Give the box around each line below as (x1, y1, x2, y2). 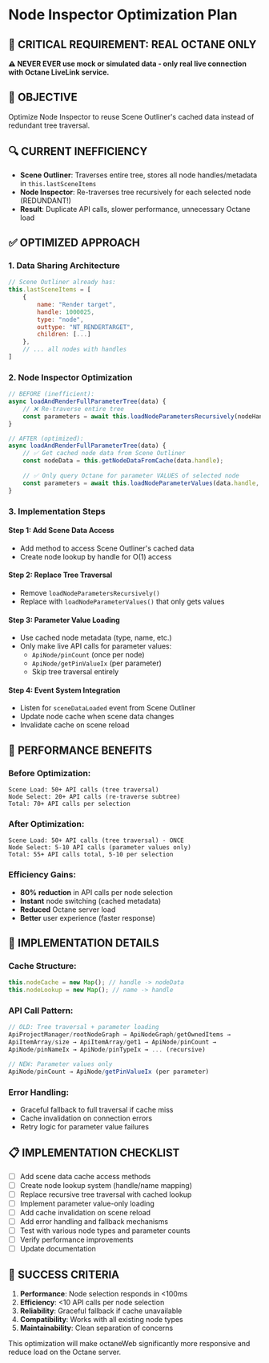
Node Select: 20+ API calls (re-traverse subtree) (8, 793, 181, 801)
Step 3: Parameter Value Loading (8, 615, 120, 625)
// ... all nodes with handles (22, 345, 127, 354)
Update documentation (19, 1244, 96, 1254)
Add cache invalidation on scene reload (19, 1207, 151, 1217)
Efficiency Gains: (8, 869, 76, 881)
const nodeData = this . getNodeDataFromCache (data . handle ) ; (22, 457, 224, 465)
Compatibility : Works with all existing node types (19, 1315, 184, 1324)
